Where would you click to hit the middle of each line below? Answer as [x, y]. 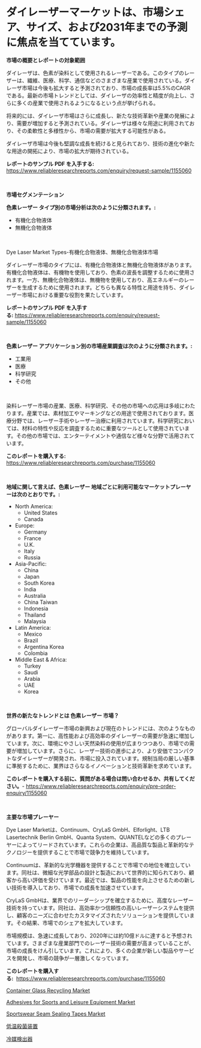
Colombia [36, 653]
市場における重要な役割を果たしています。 [74, 294]
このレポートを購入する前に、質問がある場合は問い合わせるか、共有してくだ [100, 778]
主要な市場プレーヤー [32, 817]
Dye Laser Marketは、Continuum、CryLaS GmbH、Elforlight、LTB [88, 829]
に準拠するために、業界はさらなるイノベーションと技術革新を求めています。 [100, 766]
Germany [35, 532]
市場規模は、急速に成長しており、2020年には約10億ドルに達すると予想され [99, 936]
